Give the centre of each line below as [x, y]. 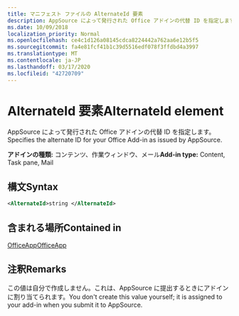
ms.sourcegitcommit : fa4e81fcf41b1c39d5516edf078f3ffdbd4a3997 [103, 47]
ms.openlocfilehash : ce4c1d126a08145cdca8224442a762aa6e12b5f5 [103, 41]
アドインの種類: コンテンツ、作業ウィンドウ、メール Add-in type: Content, [116, 154]
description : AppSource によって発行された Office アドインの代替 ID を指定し [116, 21]
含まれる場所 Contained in [64, 227]
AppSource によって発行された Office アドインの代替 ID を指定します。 [111, 132]
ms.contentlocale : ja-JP [44, 60]
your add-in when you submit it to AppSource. [75, 305]
